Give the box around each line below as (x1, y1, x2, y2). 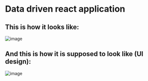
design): (5, 58, 31, 66)
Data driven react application (5, 3, 126, 15)
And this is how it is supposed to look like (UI (5, 50, 144, 58)
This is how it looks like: (5, 23, 79, 31)
